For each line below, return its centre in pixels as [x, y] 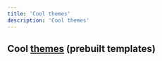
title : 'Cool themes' [39, 14]
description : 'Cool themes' [49, 20]
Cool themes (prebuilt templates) [82, 49]
